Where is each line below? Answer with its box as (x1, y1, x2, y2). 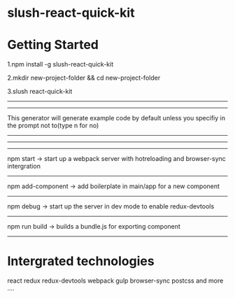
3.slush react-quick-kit (7, 87, 73, 96)
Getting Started (7, 37, 99, 53)
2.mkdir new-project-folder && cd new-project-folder (7, 73, 161, 82)
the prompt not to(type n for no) (7, 121, 99, 130)
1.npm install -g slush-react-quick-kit (7, 60, 114, 69)
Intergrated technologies (7, 253, 155, 269)
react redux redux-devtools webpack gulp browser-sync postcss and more (7, 276, 224, 285)
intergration (7, 162, 41, 171)
